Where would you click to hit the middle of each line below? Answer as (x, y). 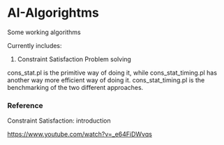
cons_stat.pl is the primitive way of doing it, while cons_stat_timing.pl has (112, 72)
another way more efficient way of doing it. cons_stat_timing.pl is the (106, 80)
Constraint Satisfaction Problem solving (74, 59)
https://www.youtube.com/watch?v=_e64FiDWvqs (80, 135)
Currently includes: (35, 45)
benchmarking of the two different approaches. (75, 87)
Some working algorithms (44, 32)
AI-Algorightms (53, 13)
